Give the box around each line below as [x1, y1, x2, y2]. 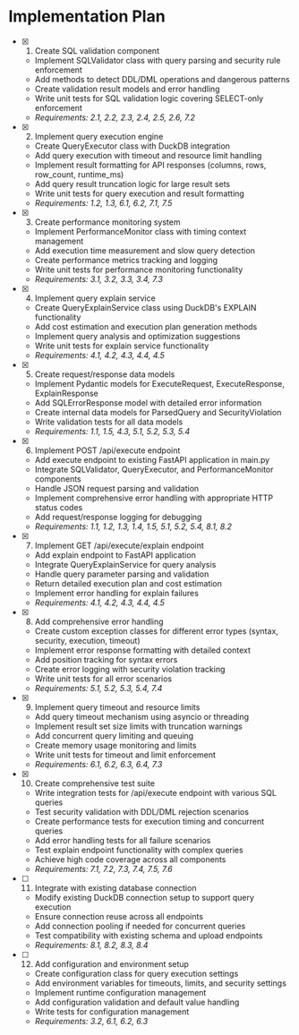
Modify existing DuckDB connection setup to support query [34, 892, 254, 902]
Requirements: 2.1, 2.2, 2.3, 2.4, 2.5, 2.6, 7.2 [34, 112, 196, 123]
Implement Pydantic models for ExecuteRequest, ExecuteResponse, [34, 378, 286, 389]
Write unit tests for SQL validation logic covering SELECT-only [34, 92, 264, 104]
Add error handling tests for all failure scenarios [34, 834, 211, 845]
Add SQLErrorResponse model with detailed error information [34, 397, 262, 408]
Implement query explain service [34, 293, 156, 304]
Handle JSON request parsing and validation [34, 483, 200, 493]
